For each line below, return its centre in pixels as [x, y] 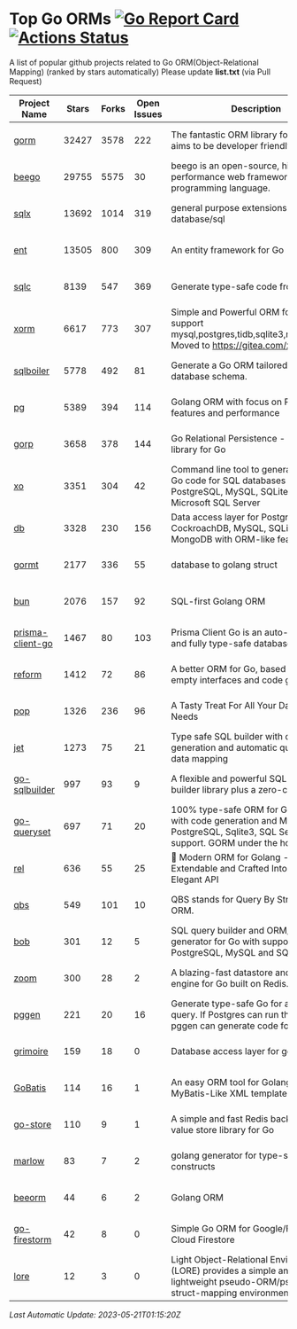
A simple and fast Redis [220, 1119]
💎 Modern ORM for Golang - [230, 857]
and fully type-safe [211, 643]
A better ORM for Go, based [228, 668]
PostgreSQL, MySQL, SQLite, [231, 491]
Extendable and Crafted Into [229, 868]
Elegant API [195, 879]
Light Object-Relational [219, 1259]
